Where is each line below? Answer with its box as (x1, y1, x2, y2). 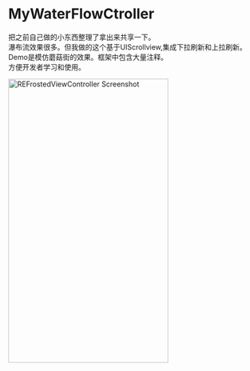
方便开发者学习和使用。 (8, 62, 85, 72)
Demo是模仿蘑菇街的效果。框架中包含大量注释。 (8, 52, 168, 62)
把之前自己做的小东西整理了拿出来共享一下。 (8, 32, 156, 42)
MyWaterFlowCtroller (8, 5, 155, 23)
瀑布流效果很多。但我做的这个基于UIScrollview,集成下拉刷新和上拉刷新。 (8, 42, 248, 52)
